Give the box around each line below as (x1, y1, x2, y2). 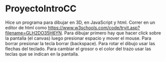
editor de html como (5, 24, 47, 30)
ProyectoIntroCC (5, 3, 77, 14)
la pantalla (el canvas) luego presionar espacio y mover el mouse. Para (5, 35, 151, 41)
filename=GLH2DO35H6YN (5, 30, 62, 36)
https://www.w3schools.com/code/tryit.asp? (48, 24, 140, 30)
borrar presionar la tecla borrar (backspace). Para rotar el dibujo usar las (5, 40, 155, 46)
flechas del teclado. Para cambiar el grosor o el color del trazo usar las (5, 46, 151, 52)
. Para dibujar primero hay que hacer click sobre (62, 30, 161, 36)
